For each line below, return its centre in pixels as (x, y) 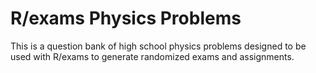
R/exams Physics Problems (126, 18)
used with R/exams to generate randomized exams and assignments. (152, 56)
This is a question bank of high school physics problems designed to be (158, 46)
